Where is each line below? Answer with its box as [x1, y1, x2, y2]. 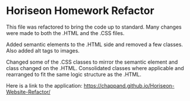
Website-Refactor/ [6, 88, 51, 95]
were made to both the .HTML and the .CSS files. [6, 29, 125, 36]
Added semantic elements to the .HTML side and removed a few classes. [6, 41, 184, 48]
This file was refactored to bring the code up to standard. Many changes [6, 23, 182, 30]
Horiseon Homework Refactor [6, 4, 155, 18]
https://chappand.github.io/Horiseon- [84, 82, 175, 89]
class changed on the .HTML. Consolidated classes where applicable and [6, 64, 184, 71]
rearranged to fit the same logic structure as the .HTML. [6, 71, 142, 78]
